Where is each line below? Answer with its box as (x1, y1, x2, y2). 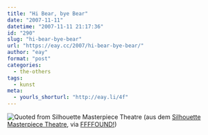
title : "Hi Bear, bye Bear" (7, 10, 89, 17)
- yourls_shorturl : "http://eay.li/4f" (13, 94, 129, 101)
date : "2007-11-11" (7, 17, 64, 24)
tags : (7, 74, 23, 82)
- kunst (13, 81, 36, 88)
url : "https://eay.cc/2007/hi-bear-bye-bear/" (7, 42, 144, 49)
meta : (7, 87, 23, 94)
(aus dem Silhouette (143, 113, 201, 121)
